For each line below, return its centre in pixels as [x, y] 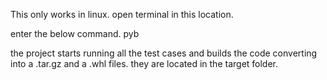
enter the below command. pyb [75, 33]
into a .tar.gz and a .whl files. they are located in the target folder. [144, 63]
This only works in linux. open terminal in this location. [122, 14]
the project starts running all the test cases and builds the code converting [164, 53]
